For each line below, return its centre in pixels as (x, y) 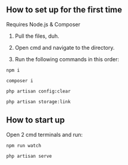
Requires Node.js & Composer (43, 24)
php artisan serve (29, 156)
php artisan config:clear (38, 91)
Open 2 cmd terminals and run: (44, 134)
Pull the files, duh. (37, 36)
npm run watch (24, 145)
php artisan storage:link (38, 101)
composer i (20, 80)
